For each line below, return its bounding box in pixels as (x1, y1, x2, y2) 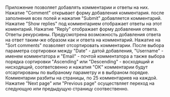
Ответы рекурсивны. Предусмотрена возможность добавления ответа (5, 32, 161, 37)
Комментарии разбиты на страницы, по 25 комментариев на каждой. (5, 75, 158, 81)
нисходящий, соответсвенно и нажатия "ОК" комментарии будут (5, 64, 148, 70)
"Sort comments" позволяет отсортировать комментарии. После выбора (5, 42, 164, 48)
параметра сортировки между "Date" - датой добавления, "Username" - (5, 48, 164, 54)
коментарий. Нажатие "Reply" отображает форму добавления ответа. (5, 26, 158, 32)
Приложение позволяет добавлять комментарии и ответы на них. (5, 5, 150, 10)
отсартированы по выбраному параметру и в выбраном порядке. (5, 69, 150, 76)
